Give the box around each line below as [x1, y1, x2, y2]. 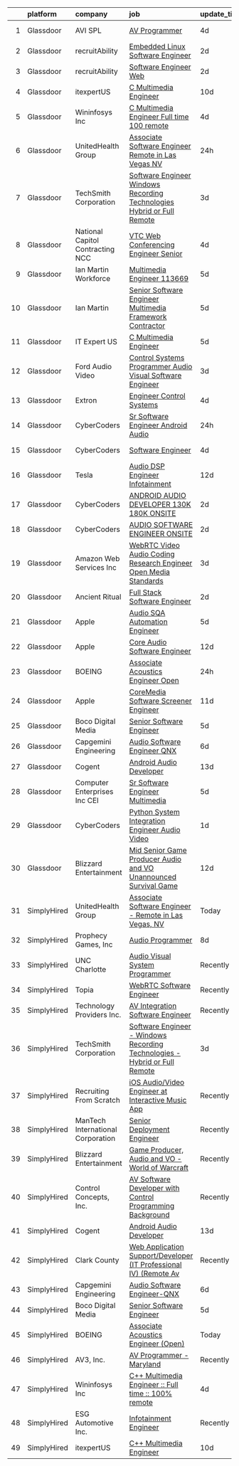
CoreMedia [129, 687, 166, 696]
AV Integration [129, 1001, 177, 1011]
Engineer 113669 [129, 274, 189, 283]
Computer [75, 778, 109, 787]
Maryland [129, 1359, 161, 1369]
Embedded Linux [129, 42, 186, 51]
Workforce [75, 274, 111, 283]
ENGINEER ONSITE [129, 529, 193, 538]
